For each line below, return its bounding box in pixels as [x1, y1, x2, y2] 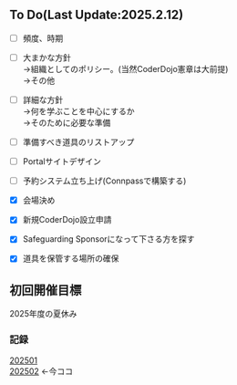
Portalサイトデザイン [22, 156, 102, 167]
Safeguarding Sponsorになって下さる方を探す [22, 234, 195, 245]
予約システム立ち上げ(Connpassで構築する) [22, 175, 187, 186]
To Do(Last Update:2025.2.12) [9, 7, 184, 23]
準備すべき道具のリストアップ [22, 137, 135, 147]
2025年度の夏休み [9, 308, 77, 319]
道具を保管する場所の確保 [22, 253, 119, 264]
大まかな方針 [22, 52, 71, 63]
